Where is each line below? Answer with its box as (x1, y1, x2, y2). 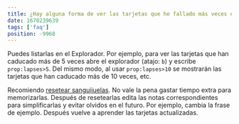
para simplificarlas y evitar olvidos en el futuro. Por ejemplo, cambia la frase (7, 101, 230, 110)
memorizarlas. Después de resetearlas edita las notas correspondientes (7, 94, 218, 102)
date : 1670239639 (7, 17, 59, 24)
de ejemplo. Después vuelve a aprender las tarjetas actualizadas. (7, 108, 198, 117)
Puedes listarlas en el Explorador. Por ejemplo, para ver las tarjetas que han (7, 50, 229, 58)
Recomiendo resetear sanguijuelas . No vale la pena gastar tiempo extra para (7, 86, 232, 94)
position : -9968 (7, 30, 55, 38)
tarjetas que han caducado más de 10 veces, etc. (7, 72, 152, 81)
